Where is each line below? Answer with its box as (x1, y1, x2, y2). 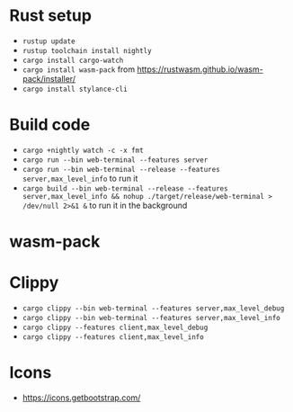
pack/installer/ (22, 73, 76, 84)
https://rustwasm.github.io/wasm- (137, 64, 263, 75)
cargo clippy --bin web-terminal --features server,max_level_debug (22, 304, 285, 313)
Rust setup (9, 5, 93, 26)
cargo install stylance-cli (22, 85, 128, 94)
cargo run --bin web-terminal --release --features (22, 165, 220, 174)
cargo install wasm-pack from (22, 64, 136, 75)
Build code (9, 114, 91, 135)
